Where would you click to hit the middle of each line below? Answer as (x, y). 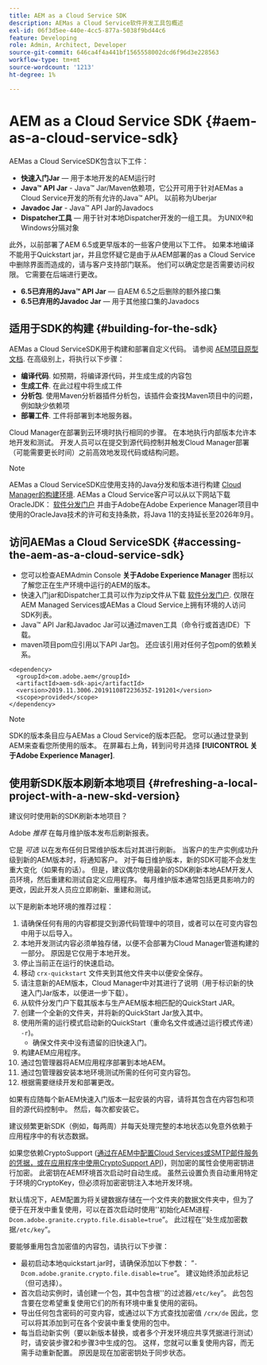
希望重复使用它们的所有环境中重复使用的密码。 (125, 1303)
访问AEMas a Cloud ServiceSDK (89, 542)
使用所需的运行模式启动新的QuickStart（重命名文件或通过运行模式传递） (139, 1023)
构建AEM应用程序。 (53, 1053)
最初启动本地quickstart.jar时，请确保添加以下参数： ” (107, 1263)
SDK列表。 (38, 615)
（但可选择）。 (43, 1283)
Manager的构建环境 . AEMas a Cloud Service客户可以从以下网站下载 (120, 494)
